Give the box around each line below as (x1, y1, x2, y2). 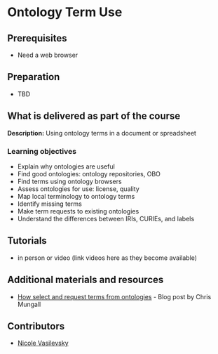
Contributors (7, 320, 65, 332)
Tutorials (7, 235, 47, 247)
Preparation (7, 71, 60, 83)
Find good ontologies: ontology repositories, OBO (17, 169, 161, 178)
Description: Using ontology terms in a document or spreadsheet (7, 129, 196, 137)
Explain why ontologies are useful (17, 162, 116, 171)
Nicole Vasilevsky (17, 339, 69, 348)
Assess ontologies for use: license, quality (17, 184, 139, 193)
